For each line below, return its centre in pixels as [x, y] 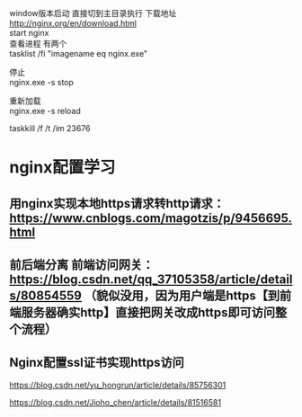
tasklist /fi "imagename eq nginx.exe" [79, 53]
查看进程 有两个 [38, 44]
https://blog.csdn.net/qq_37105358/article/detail [151, 279]
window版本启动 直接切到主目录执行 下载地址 [93, 13]
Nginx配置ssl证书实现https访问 [97, 363]
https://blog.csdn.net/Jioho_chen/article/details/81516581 [115, 402]
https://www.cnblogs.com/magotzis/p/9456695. [151, 218]
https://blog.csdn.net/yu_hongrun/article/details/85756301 [118, 385]
